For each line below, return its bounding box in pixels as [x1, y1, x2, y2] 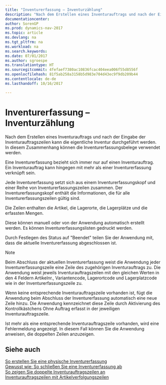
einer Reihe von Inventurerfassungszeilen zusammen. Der [5, 185, 123, 191]
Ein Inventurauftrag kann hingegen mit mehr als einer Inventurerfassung [5, 164, 152, 170]
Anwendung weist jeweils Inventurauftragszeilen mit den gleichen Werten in [5, 269, 160, 275]
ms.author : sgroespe [5, 58, 48, 63]
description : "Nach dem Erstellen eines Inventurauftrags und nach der [5, 12, 156, 17]
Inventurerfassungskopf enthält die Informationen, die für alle [5, 190, 130, 196]
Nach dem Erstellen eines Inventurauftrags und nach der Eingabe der [5, 133, 146, 139]
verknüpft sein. [5, 170, 36, 176]
